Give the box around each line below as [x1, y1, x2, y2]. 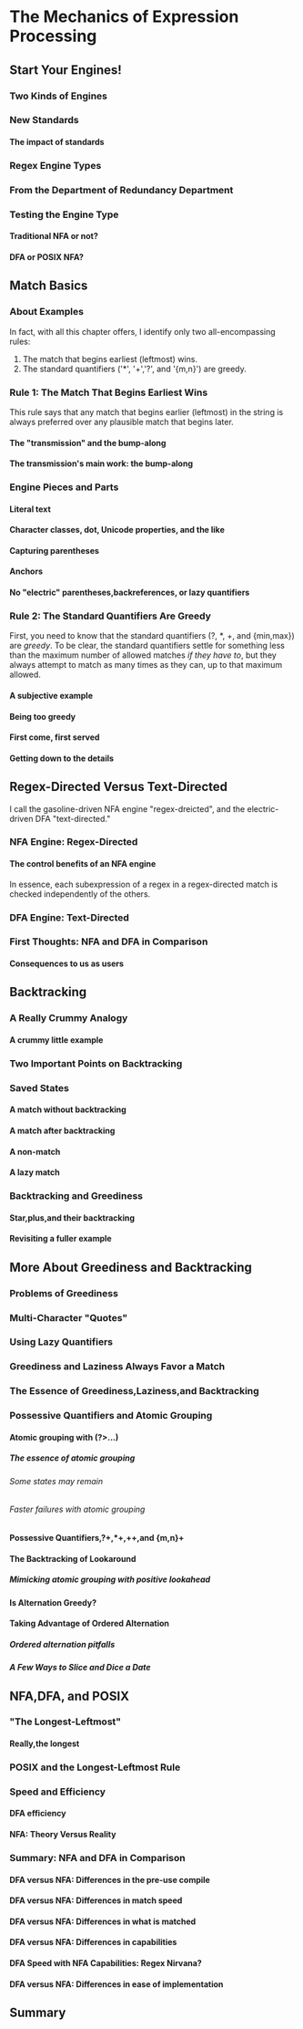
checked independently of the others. [9, 888, 151, 900]
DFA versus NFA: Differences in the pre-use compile [9, 1874, 211, 1885]
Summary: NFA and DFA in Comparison [9, 1852, 186, 1864]
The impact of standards [9, 137, 105, 148]
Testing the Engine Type [9, 208, 119, 221]
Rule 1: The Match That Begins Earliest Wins [9, 386, 208, 399]
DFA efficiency [9, 1808, 66, 1819]
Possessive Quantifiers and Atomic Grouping [9, 1410, 213, 1422]
